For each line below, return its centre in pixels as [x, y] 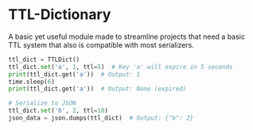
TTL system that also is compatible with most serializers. [101, 44]
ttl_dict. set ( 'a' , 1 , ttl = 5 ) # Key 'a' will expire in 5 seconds [121, 67]
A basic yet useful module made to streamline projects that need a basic [127, 36]
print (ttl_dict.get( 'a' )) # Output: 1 [74, 74]
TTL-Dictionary [60, 15]
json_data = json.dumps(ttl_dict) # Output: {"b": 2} [101, 118]
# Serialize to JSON [43, 103]
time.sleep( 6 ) [32, 82]
